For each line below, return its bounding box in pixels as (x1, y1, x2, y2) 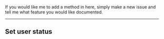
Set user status (5, 27, 53, 36)
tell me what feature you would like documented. (5, 9, 103, 15)
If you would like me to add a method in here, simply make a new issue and (5, 4, 156, 10)
